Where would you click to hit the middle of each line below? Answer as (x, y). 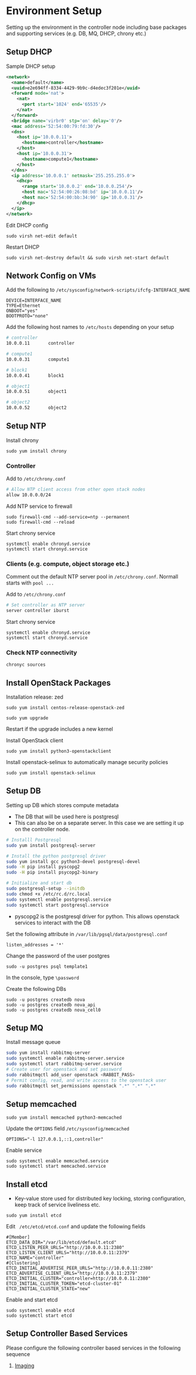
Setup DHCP (29, 52)
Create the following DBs (36, 989)
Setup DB (23, 791)
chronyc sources (26, 665)
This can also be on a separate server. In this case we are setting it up (99, 822)
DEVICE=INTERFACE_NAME (34, 301)
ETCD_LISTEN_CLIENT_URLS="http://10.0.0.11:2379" (68, 1253)
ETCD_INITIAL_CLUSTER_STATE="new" (48, 1289)
